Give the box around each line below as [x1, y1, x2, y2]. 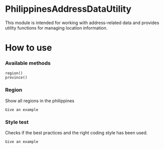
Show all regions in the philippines [5, 97, 75, 104]
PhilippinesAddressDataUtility [5, 3, 131, 15]
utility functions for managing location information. [5, 25, 108, 30]
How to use [5, 42, 52, 54]
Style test [5, 119, 29, 125]
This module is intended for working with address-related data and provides [5, 20, 160, 26]
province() [5, 75, 28, 80]
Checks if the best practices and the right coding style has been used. [5, 130, 148, 136]
